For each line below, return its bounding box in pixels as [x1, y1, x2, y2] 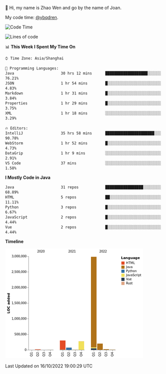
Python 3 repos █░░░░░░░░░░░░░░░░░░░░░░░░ [5, 205, 162, 210]
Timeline [5, 239, 24, 244]
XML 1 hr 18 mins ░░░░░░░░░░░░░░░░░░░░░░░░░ [5, 111, 162, 116]
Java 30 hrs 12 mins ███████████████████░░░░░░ [5, 71, 162, 76]
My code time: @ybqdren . [5, 14, 59, 20]
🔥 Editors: [5, 126, 28, 131]
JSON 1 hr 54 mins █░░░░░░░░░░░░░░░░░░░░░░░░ [5, 81, 162, 86]
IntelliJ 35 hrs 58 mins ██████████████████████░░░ [5, 131, 162, 136]
